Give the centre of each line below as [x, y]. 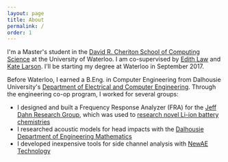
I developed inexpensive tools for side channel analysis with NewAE [113, 144]
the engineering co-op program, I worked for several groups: [93, 94]
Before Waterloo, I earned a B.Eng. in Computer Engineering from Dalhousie [114, 80]
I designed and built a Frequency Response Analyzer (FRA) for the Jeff [117, 107]
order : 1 [20, 32]
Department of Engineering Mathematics [74, 137]
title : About [26, 20]
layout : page [26, 13]
